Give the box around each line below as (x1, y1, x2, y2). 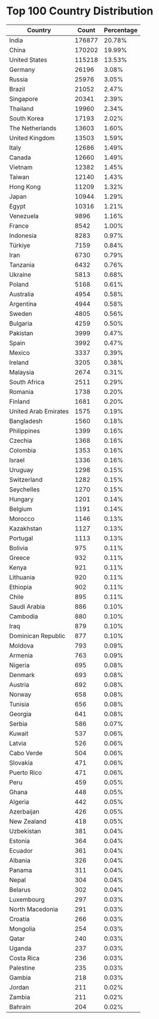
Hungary (9, 494, 34, 503)
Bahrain (9, 1002, 31, 1011)
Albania (9, 856, 31, 865)
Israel (9, 455, 25, 464)
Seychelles (9, 485, 40, 493)
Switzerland (9, 475, 43, 484)
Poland (9, 280, 29, 288)
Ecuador (9, 846, 33, 854)
